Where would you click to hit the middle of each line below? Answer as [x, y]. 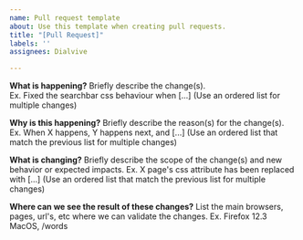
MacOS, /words [39, 226]
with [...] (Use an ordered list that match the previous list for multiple [138, 180]
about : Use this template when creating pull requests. [118, 26]
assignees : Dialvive [49, 52]
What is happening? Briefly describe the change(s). [108, 86]
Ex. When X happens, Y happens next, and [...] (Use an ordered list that [144, 132]
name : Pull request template [65, 18]
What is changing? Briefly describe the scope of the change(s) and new [146, 160]
